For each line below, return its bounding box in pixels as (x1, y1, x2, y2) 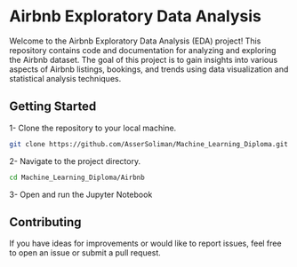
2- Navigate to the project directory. (9, 155, 140, 166)
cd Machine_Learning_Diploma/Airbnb (9, 173, 145, 182)
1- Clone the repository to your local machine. (9, 122, 177, 133)
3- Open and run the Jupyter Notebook (9, 189, 153, 200)
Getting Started (9, 99, 97, 114)
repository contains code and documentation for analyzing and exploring (9, 44, 277, 55)
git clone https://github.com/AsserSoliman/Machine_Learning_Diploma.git (9, 139, 289, 148)
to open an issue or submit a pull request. (9, 247, 162, 258)
